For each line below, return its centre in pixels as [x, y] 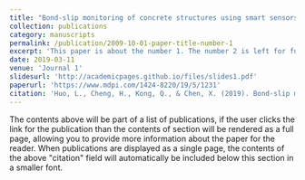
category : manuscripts [52, 34]
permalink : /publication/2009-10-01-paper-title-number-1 [121, 43]
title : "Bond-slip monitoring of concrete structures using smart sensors [154, 18]
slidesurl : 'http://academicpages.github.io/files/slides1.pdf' [133, 77]
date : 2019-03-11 [42, 60]
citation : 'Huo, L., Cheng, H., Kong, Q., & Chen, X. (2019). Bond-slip [150, 93]
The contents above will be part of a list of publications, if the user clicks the [152, 119]
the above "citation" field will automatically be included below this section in [152, 157]
